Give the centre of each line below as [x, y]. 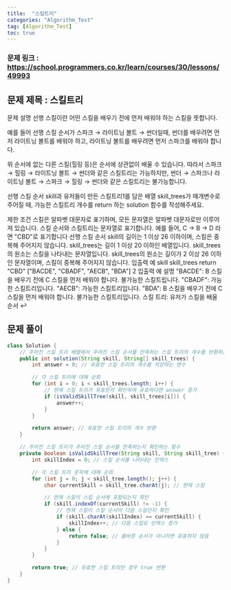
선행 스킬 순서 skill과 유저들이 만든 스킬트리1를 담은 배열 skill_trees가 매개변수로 [114, 196]
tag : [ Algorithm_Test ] [40, 26]
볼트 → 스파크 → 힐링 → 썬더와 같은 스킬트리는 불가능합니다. [106, 181]
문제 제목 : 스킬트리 [45, 100]
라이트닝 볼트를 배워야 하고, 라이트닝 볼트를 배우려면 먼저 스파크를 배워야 [111, 141]
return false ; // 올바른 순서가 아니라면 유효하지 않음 [139, 536]
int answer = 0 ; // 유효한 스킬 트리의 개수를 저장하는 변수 [109, 365]
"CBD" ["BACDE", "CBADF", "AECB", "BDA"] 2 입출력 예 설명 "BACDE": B [108, 271]
